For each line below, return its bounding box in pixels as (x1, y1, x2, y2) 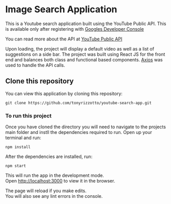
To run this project (5, 112, 52, 119)
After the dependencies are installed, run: (5, 153, 93, 160)
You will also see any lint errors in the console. (5, 193, 103, 199)
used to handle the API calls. (5, 62, 65, 68)
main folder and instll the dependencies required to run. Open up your (5, 129, 152, 135)
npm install (5, 145, 31, 150)
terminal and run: (5, 134, 41, 141)
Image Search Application (5, 4, 117, 15)
